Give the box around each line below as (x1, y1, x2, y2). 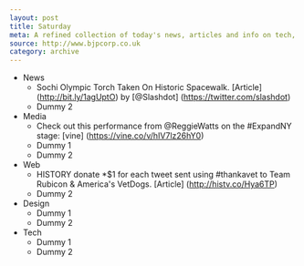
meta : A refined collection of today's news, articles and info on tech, (9, 30, 297, 39)
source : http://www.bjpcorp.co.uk (9, 38, 142, 48)
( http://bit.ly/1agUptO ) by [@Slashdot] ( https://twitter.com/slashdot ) (36, 92, 291, 103)
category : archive (9, 47, 79, 56)
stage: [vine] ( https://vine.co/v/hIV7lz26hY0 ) (36, 130, 204, 141)
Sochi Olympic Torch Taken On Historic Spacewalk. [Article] (36, 82, 263, 93)
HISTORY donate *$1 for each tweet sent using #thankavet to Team (36, 169, 290, 180)
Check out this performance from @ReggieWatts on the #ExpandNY (36, 120, 292, 132)
